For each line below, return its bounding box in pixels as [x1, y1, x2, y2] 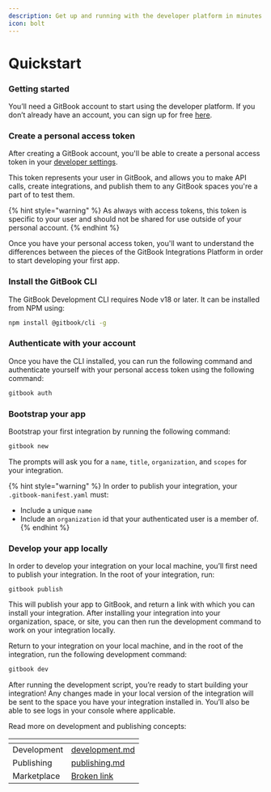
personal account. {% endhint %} [8, 223, 120, 233]
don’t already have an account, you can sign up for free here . [8, 110, 213, 120]
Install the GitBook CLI [8, 276, 98, 287]
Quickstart [8, 54, 83, 73]
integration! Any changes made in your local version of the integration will [8, 688, 254, 698]
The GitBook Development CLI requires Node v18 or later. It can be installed [8, 294, 260, 304]
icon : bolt [8, 19, 45, 28]
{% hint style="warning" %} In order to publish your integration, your [8, 481, 238, 490]
